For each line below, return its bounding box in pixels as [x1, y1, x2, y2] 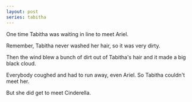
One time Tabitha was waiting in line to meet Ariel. [6, 30, 129, 37]
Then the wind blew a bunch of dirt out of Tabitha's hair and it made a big [6, 53, 186, 60]
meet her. [6, 78, 30, 85]
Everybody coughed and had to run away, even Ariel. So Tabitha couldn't [6, 71, 185, 78]
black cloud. [6, 60, 37, 67]
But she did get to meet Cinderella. [6, 89, 91, 96]
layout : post [6, 8, 39, 15]
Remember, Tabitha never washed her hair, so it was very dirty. [6, 42, 160, 49]
